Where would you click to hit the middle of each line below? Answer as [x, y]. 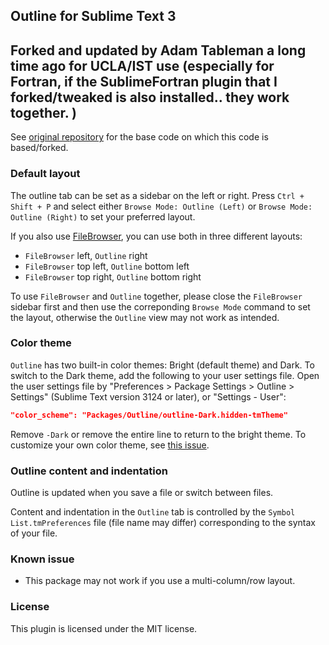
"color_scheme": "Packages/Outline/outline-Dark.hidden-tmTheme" [149, 415]
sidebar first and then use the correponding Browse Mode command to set [160, 306]
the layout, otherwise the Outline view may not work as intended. [145, 317]
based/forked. [39, 148]
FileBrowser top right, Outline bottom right [113, 276]
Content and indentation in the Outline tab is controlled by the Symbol [153, 511]
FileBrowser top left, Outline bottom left [107, 266]
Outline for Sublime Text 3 [93, 16]
